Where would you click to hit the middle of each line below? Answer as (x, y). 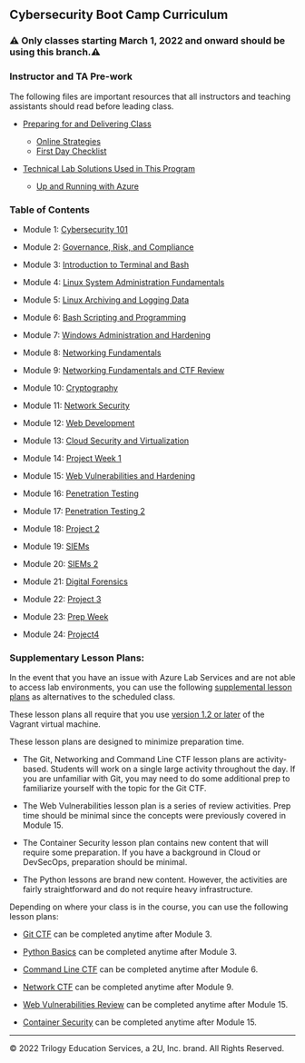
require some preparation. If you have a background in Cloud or (142, 852)
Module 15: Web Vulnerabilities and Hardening (109, 475)
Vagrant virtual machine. (55, 724)
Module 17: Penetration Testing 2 (84, 511)
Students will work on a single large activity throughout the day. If (173, 769)
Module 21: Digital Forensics (75, 581)
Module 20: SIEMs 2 (60, 563)
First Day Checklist (71, 151)
